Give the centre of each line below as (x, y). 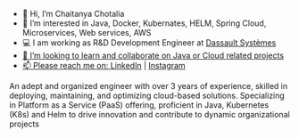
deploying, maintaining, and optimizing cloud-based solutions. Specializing (147, 95)
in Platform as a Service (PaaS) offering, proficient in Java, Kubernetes (139, 105)
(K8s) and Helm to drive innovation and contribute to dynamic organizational (149, 114)
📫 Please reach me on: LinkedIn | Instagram (104, 65)
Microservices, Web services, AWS (87, 32)
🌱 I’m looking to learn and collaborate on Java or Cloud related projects (153, 55)
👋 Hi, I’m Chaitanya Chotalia (73, 14)
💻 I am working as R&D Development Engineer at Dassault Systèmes (149, 43)
